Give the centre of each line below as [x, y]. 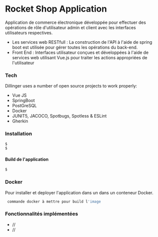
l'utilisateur [23, 63]
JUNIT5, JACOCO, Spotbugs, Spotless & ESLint [59, 116]
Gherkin [20, 121]
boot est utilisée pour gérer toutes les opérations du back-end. [75, 47]
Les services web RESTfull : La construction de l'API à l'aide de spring [82, 42]
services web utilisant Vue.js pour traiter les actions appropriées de [79, 57]
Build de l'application [27, 159]
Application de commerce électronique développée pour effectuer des [76, 22]
